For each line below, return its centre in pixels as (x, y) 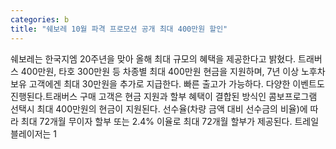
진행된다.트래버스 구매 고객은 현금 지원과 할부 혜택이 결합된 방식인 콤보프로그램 (164, 96)
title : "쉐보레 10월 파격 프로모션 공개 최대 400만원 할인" (119, 29)
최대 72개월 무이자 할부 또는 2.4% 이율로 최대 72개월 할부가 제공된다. (156, 121)
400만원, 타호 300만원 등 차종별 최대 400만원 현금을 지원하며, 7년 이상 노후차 (173, 71)
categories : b (40, 19)
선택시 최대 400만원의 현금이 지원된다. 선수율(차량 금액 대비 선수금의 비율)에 (159, 108)
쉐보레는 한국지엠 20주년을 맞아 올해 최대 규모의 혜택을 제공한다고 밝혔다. (153, 58)
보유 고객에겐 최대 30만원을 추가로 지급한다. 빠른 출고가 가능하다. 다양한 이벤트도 (167, 83)
